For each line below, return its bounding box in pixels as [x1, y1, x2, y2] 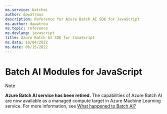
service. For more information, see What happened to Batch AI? [5, 103, 136, 109]
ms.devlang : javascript [5, 30, 55, 35]
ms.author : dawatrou [5, 21, 48, 26]
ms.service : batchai [5, 7, 48, 12]
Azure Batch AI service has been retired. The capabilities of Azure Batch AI [5, 92, 162, 98]
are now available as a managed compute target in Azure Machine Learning [5, 97, 161, 103]
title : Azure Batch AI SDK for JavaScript [5, 35, 95, 40]
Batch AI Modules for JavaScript [5, 66, 142, 77]
